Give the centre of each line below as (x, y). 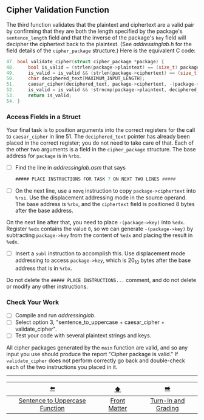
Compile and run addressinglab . (55, 315)
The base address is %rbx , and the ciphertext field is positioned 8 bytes (105, 204)
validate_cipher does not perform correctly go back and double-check (96, 360)
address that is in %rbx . (43, 268)
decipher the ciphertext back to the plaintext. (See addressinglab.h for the (99, 44)
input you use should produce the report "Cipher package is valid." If (92, 354)
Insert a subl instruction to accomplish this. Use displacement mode (100, 253)
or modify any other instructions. (47, 286)
